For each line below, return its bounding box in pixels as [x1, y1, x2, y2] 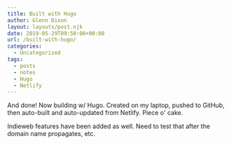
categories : [7, 43, 42, 50]
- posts [13, 62, 36, 69]
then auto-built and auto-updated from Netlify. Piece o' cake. [7, 109, 183, 117]
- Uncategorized [13, 50, 61, 57]
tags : [7, 56, 23, 63]
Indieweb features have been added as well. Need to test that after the [7, 122, 211, 130]
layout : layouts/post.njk [7, 23, 83, 30]
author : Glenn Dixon [7, 17, 68, 24]
